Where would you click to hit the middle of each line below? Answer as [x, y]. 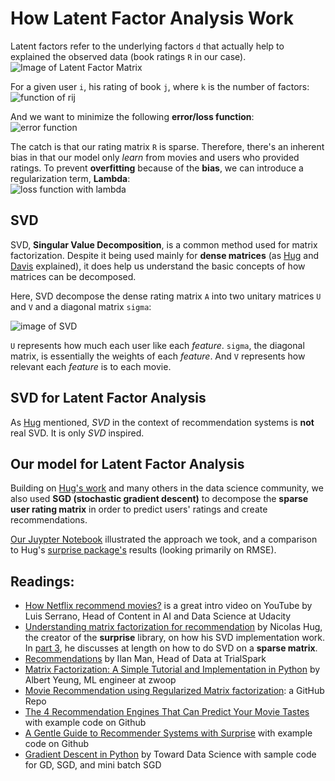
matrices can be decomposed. [73, 276]
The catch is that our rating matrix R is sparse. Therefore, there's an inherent [167, 146]
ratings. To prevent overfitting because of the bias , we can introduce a [157, 168]
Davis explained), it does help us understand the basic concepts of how [158, 266]
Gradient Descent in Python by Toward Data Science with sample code [170, 754]
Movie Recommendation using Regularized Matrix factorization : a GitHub [174, 691]
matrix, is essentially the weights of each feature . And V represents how [158, 356]
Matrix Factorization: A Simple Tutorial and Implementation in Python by [172, 669]
